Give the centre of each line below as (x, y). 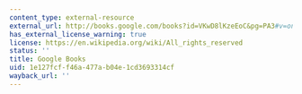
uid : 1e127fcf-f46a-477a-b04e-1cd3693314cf (92, 68)
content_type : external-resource (72, 17)
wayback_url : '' (40, 76)
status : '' (30, 51)
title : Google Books (48, 59)
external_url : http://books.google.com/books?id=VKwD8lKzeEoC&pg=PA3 (142, 26)
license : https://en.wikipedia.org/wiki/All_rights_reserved (126, 43)
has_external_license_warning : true (78, 34)
